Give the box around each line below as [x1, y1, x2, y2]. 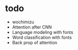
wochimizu [12, 19, 34, 25]
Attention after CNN [12, 24, 52, 30]
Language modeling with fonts [12, 29, 74, 35]
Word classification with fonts [12, 34, 72, 40]
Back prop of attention [12, 39, 58, 45]
